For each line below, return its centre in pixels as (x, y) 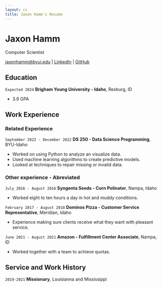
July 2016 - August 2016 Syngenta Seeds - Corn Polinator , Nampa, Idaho (81, 188)
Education (21, 77)
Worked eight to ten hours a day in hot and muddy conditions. (75, 198)
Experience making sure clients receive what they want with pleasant (82, 222)
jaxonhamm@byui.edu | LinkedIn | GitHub (47, 62)
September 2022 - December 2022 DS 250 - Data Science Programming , (78, 139)
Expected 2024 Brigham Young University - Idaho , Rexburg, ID (69, 89)
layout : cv (16, 10)
